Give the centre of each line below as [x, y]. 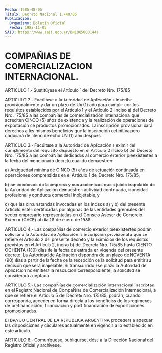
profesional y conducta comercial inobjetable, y [53, 195]
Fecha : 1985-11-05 [28, 28]
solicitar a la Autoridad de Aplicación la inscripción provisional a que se [76, 234]
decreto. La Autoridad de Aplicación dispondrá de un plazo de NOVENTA [78, 255]
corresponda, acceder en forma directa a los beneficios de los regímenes [78, 300]
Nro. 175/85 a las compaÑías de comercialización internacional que [72, 115]
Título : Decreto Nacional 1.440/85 [41, 14]
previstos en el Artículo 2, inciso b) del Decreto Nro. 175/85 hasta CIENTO [79, 244]
